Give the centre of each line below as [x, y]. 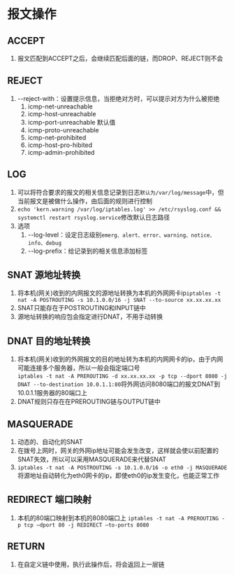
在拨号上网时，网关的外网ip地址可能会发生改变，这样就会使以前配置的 [118, 451]
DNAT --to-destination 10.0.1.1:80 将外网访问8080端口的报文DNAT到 [119, 384]
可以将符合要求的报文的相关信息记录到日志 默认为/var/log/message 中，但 [121, 192]
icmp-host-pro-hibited [60, 145]
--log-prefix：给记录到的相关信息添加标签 [88, 251]
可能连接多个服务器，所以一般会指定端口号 [79, 368]
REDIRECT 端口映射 [50, 500]
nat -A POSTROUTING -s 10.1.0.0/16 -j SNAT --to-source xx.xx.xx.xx [119, 300]
